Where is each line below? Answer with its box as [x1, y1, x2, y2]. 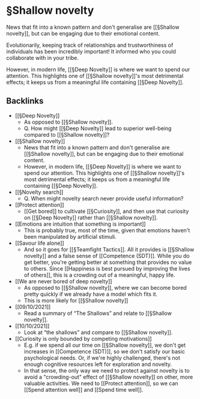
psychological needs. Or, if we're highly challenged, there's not [23, 354, 180, 361]
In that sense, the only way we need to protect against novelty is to [23, 367, 190, 374]
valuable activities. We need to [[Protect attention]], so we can [23, 379, 178, 387]
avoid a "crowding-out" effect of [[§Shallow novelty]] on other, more [23, 373, 193, 380]
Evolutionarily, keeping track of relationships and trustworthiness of [6, 41, 174, 49]
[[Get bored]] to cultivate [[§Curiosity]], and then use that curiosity [23, 208, 189, 215]
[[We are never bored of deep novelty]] [14, 277, 112, 285]
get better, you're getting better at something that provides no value [23, 259, 192, 266]
